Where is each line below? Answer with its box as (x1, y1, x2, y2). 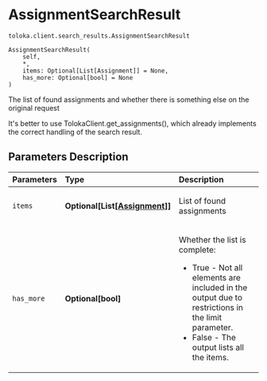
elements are (192, 272, 241, 283)
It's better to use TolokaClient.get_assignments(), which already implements (8, 118, 257, 128)
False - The (192, 332, 237, 343)
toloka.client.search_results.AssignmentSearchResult (8, 32, 191, 40)
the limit (192, 312, 222, 323)
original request (8, 103, 60, 112)
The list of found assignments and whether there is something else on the (8, 94, 250, 104)
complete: (178, 244, 216, 255)
